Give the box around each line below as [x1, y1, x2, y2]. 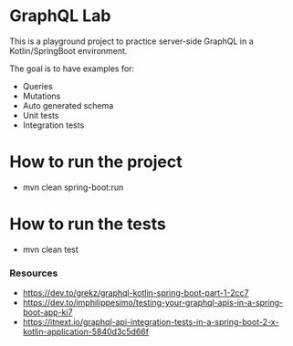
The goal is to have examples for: [9, 63, 135, 74]
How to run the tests [9, 214, 166, 235]
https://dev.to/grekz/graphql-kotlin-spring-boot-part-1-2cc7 [22, 288, 249, 299]
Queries [22, 80, 53, 91]
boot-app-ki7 [22, 307, 73, 318]
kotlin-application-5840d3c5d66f [22, 326, 149, 338]
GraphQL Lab [9, 5, 111, 26]
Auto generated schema [22, 100, 114, 110]
